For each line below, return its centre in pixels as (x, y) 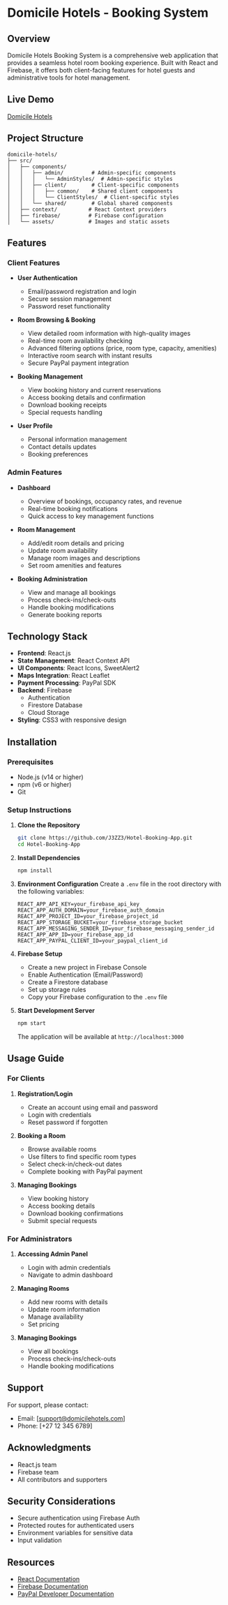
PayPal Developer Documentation (66, 1594)
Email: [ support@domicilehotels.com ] (71, 1418)
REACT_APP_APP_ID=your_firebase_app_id (75, 935)
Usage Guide (36, 1059)
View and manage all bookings (72, 592)
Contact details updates (62, 447)
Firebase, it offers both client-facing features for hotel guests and (101, 70)
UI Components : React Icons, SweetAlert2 (78, 668)
